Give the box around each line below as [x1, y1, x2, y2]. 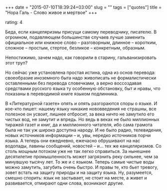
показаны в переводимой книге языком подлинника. [5, 91, 119, 96]
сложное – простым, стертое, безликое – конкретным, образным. [5, 45, 146, 50]
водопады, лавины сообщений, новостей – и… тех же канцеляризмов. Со [5, 143, 162, 149]
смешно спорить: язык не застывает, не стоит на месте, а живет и [5, 175, 147, 180]
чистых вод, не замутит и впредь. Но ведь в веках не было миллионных [5, 116, 160, 122]
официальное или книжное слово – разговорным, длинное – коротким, [5, 39, 157, 45]
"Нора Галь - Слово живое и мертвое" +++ [5, 9, 97, 15]
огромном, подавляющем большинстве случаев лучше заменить [5, 34, 146, 40]
